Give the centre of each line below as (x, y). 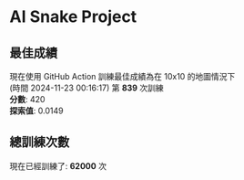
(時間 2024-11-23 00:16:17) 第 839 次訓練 (86, 88)
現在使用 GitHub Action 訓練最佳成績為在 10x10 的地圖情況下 (122, 76)
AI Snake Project (73, 17)
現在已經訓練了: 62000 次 (58, 165)
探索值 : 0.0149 (36, 111)
